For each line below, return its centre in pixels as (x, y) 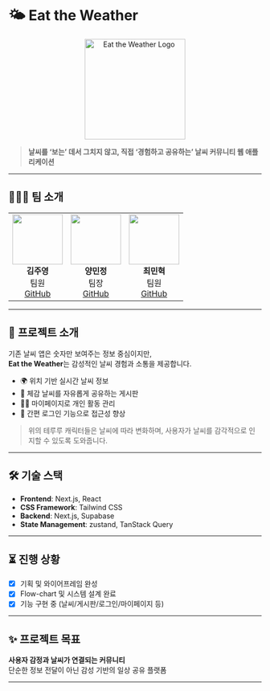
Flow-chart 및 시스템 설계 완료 (68, 594)
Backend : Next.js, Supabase (67, 516)
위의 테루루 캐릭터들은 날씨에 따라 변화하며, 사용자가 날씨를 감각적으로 (137, 430)
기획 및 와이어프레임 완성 (59, 584)
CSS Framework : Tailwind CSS (71, 508)
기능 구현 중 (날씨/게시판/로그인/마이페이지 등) (92, 604)
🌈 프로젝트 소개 (43, 333)
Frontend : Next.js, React (61, 499)
